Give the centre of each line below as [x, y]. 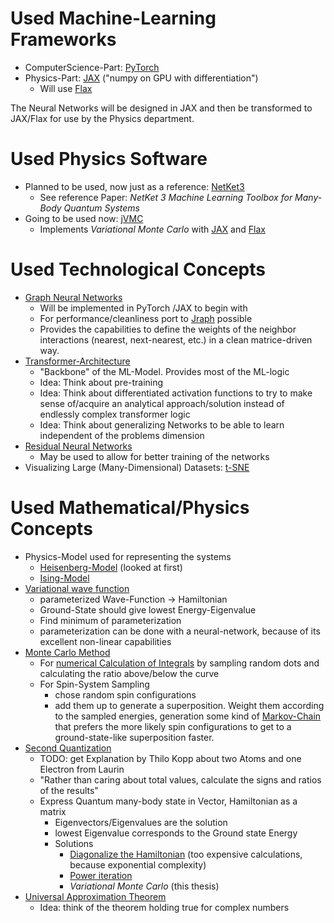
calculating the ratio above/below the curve [129, 673]
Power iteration [101, 875]
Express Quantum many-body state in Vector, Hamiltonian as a [168, 801]
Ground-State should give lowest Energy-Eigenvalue [148, 609]
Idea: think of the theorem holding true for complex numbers [164, 907]
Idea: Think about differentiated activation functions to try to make [176, 393]
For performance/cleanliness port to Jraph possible [146, 318]
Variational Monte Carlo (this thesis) [144, 886]
